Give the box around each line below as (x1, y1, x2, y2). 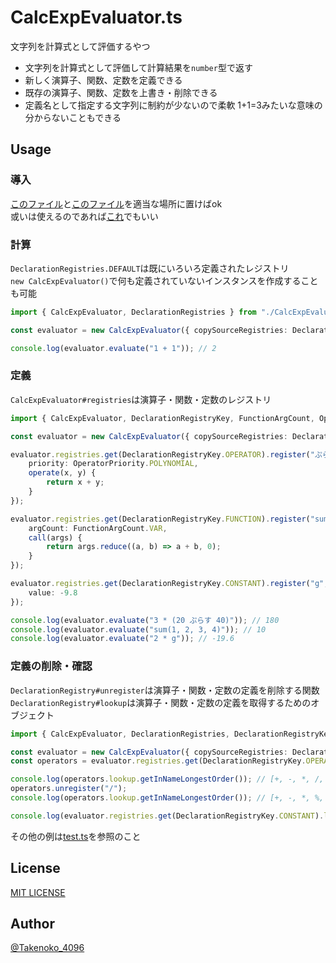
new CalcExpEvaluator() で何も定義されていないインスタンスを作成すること (10, 274, 319, 286)
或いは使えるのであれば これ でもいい (10, 210, 159, 222)
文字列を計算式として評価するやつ (10, 40, 151, 52)
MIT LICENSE (10, 886, 66, 898)
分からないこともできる (24, 111, 122, 123)
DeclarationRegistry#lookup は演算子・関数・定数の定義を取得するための (10, 696, 312, 708)
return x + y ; (46, 477, 105, 488)
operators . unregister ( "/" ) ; (10, 784, 128, 794)
